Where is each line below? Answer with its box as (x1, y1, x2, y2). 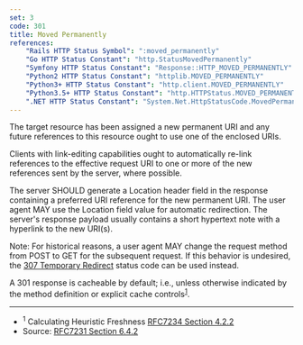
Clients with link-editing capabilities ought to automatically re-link (9, 149, 252, 159)
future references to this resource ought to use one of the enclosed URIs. (9, 132, 282, 142)
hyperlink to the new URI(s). (9, 223, 113, 234)
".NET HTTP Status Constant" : (25, 96, 140, 106)
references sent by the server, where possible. (9, 168, 182, 178)
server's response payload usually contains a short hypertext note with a (9, 213, 280, 225)
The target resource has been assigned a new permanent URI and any (9, 122, 271, 132)
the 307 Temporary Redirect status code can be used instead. (9, 260, 240, 271)
